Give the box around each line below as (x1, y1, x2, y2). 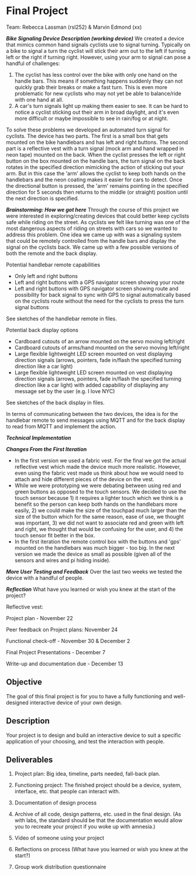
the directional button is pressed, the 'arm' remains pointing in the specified (6, 182, 189, 189)
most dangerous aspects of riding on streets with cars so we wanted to (6, 225, 178, 232)
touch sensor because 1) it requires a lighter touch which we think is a (14, 494, 183, 501)
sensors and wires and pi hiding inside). (14, 556, 111, 564)
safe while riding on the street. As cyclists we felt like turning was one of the (6, 218, 190, 225)
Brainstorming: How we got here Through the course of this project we (6, 206, 179, 213)
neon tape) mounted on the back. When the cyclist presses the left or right (6, 151, 186, 158)
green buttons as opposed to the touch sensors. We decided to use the (14, 488, 187, 495)
